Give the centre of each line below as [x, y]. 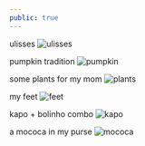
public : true [34, 18]
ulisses [23, 44]
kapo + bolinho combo [51, 113]
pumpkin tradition [42, 61]
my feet [24, 96]
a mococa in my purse [51, 131]
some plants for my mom [56, 79]
